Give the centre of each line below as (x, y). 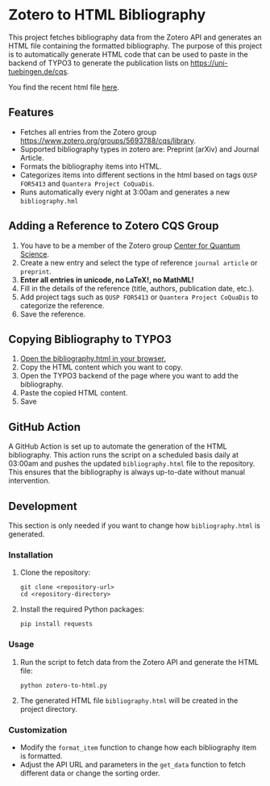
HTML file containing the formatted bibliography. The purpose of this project (135, 45)
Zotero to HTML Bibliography (107, 15)
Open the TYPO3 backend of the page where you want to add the (129, 376)
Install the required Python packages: (82, 609)
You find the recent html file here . (64, 87)
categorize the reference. (62, 305)
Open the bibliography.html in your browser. (93, 359)
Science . (35, 254)
